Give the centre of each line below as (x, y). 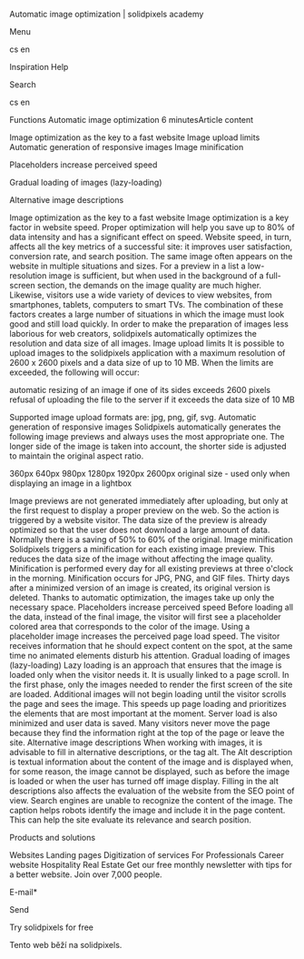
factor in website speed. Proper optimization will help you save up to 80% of (152, 227)
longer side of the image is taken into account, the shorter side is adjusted (148, 446)
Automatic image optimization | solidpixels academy (107, 14)
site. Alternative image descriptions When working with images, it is (136, 742)
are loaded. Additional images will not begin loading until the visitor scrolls (148, 694)
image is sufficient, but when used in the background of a (157, 276)
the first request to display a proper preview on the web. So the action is (144, 510)
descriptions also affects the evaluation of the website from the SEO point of (152, 791)
